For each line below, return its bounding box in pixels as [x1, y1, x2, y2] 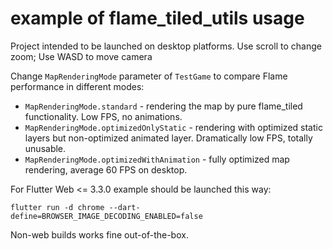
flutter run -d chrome [10, 202, 105, 212]
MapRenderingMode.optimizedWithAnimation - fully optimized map [24, 153, 290, 165]
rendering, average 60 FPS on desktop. [24, 163, 188, 176]
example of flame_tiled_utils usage [10, 7, 305, 30]
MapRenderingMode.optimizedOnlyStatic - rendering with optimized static [24, 121, 323, 133]
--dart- [108, 202, 141, 212]
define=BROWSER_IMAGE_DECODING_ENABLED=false [10, 211, 203, 221]
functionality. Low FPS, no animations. [24, 110, 183, 122]
